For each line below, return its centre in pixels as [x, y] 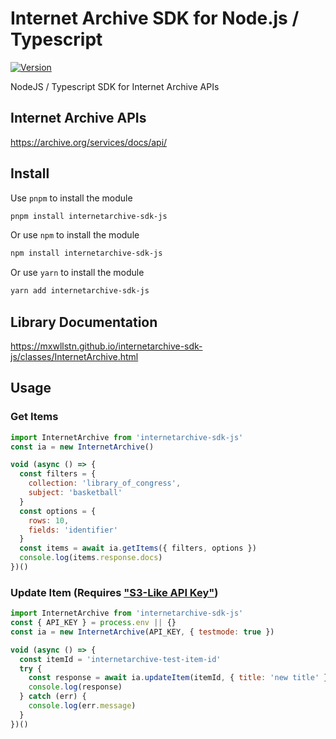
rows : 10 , [49, 520]
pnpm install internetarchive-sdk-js [89, 216]
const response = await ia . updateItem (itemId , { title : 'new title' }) [180, 678]
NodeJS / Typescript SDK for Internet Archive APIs [115, 86]
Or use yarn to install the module [77, 273]
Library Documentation [84, 322]
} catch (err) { [53, 697]
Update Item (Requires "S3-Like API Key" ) [114, 592]
